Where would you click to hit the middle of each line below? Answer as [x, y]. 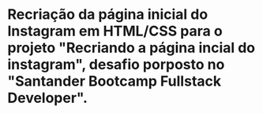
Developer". [48, 98]
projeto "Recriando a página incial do [131, 48]
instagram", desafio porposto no [116, 65]
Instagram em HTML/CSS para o [115, 31]
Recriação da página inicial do [108, 15]
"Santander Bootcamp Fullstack [115, 81]
